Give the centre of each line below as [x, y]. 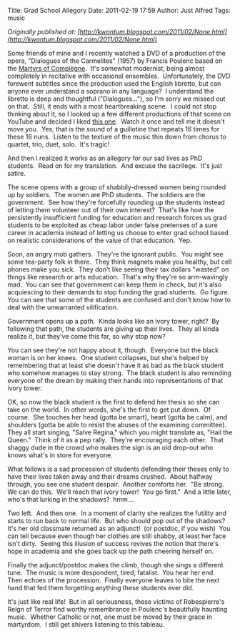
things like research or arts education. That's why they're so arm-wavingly [118, 277]
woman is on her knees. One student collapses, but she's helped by [108, 358]
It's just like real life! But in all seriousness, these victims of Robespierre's [116, 602]
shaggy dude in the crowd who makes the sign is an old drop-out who [110, 447]
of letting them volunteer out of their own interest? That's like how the [111, 210]
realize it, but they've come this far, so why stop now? [86, 336]
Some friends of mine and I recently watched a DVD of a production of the [117, 53]
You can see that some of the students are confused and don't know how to [119, 300]
